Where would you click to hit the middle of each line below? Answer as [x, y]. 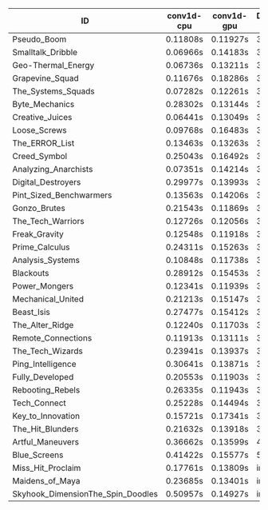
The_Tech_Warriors [49, 221]
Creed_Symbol [40, 156]
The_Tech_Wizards [48, 351]
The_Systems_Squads [54, 91]
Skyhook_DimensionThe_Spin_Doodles [85, 494]
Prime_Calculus [41, 247]
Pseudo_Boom [39, 39]
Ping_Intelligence [45, 364]
